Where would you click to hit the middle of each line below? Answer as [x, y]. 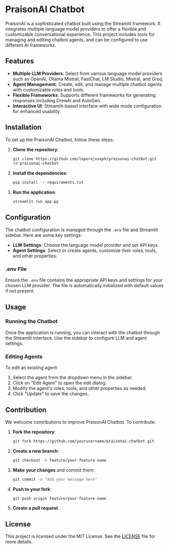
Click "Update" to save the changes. [51, 394]
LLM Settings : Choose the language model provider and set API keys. [86, 245]
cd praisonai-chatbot [35, 163]
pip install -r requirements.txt [48, 183]
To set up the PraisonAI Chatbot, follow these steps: [60, 140]
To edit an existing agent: [32, 368]
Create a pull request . [36, 508]
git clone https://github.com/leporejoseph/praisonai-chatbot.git [84, 159]
